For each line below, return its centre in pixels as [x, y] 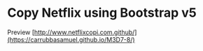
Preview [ [21, 32]
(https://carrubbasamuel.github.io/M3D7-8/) [71, 39]
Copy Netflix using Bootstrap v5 [102, 13]
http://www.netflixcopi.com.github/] [85, 32]
